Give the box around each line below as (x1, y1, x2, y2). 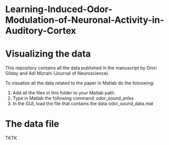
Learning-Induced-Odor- (5, 4, 113, 15)
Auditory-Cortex (5, 25, 76, 36)
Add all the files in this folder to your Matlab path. (12, 90, 115, 96)
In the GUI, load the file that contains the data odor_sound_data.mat (12, 101, 153, 107)
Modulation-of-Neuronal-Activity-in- (5, 14, 164, 26)
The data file (5, 118, 59, 130)
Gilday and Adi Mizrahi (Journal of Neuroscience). (5, 70, 110, 76)
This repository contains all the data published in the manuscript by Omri (5, 65, 157, 71)
